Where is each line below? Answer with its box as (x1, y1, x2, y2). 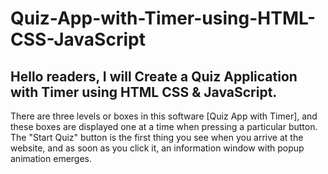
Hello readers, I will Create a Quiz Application (10, 68, 298, 85)
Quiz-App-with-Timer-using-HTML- (10, 7, 317, 30)
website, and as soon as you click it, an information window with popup (10, 142, 305, 154)
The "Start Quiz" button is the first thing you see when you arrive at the (10, 132, 304, 143)
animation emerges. (10, 153, 93, 164)
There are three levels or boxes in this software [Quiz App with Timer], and (10, 110, 318, 122)
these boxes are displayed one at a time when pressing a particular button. (10, 121, 318, 132)
